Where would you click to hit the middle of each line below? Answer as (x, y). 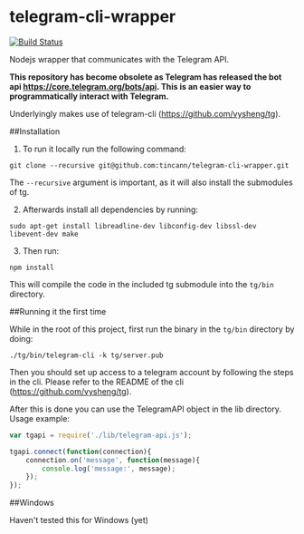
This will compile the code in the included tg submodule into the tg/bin (142, 284)
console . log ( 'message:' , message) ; (109, 469)
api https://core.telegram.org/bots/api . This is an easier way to (130, 86)
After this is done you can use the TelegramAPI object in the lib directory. (146, 409)
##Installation (35, 131)
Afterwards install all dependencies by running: (110, 209)
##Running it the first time (58, 311)
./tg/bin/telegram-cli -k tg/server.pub (87, 355)
